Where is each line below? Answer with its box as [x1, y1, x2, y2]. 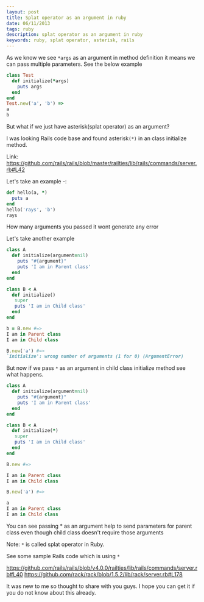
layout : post [6, 9, 40, 15]
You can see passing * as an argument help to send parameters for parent [6, 522, 192, 529]
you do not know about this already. [6, 589, 96, 596]
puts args [17, 83, 43, 90]
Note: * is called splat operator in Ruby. [6, 540, 105, 548]
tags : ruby [6, 26, 34, 32]
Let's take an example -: [6, 178, 67, 185]
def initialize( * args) [12, 77, 69, 84]
